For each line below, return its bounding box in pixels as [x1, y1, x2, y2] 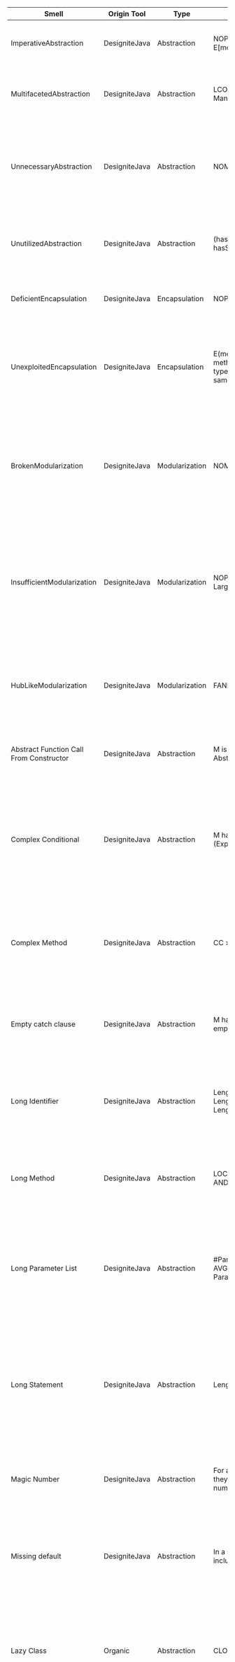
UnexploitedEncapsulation [10, 362, 97, 372]
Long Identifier [10, 1096, 59, 1105]
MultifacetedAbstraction [10, 89, 91, 99]
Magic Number [10, 1474, 60, 1483]
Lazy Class [10, 1646, 47, 1655]
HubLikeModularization [10, 680, 87, 690]
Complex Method [10, 938, 68, 947]
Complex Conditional [10, 835, 80, 844]
